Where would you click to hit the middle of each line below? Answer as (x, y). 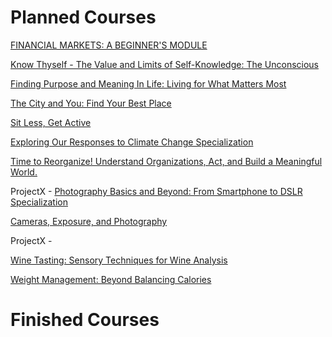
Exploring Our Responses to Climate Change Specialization (132, 142)
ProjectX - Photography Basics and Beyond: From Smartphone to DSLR (156, 191)
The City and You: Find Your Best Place (91, 103)
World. (24, 172)
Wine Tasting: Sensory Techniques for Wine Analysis (119, 260)
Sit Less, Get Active (51, 122)
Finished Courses (85, 320)
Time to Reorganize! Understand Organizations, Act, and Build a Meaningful (166, 161)
